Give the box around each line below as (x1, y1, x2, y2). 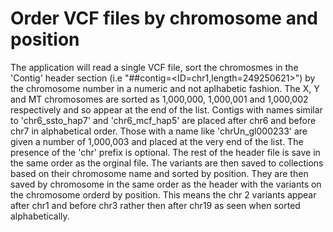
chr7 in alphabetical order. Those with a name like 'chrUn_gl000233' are (10, 125, 308, 137)
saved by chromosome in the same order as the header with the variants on (10, 178, 322, 190)
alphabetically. (10, 210, 70, 222)
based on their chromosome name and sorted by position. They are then (10, 167, 309, 179)
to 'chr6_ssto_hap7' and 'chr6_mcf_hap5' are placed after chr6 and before (10, 114, 317, 126)
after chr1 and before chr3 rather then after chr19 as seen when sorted (10, 199, 301, 211)
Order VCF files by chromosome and (10, 7, 318, 30)
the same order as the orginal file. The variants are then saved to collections (10, 157, 324, 169)
